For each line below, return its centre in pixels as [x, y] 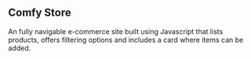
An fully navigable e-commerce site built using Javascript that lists [116, 31]
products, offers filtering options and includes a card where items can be [126, 40]
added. [20, 48]
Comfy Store [40, 13]
